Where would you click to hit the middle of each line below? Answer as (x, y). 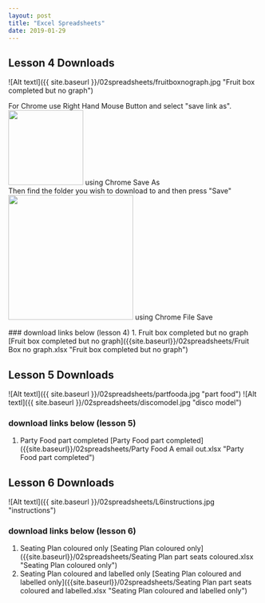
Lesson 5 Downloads (61, 375)
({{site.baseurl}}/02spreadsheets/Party (84, 449)
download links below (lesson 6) (73, 531)
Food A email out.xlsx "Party (197, 449)
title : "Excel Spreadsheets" (57, 23)
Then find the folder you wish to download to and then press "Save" (120, 191)
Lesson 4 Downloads (61, 63)
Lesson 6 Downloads (61, 483)
